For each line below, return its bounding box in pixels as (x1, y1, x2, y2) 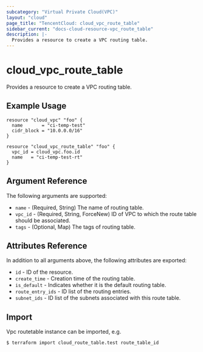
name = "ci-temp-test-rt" (12, 154, 83, 160)
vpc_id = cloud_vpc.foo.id (12, 149, 80, 155)
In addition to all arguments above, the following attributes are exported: (6, 257, 187, 264)
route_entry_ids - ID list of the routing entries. (15, 288, 132, 295)
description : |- (6, 32, 47, 38)
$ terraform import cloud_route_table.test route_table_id (6, 340, 159, 346)
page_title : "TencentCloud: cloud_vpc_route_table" (6, 20, 140, 26)
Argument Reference (6, 176, 88, 186)
